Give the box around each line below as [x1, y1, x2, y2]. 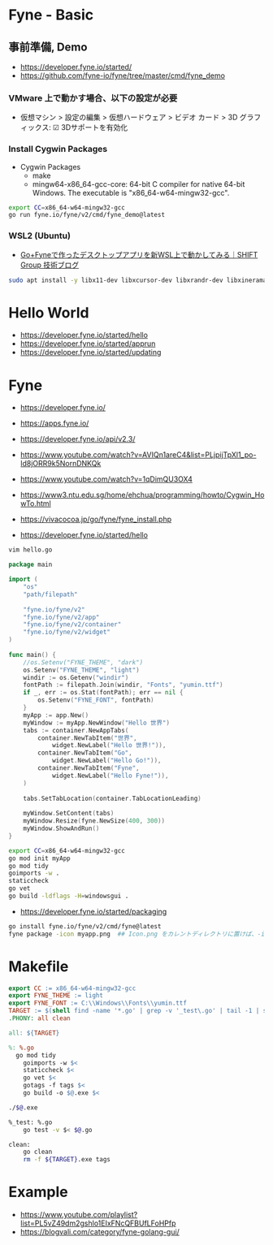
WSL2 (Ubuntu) [8, 230, 71, 241]
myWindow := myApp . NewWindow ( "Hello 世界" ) [23, 719, 171, 727]
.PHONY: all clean [8, 1014, 71, 1022]
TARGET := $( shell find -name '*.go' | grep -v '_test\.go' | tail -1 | [8, 1007, 260, 1015]
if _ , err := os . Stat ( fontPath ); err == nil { [23, 689, 184, 697]
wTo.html [19, 499, 51, 508]
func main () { [8, 651, 57, 659]
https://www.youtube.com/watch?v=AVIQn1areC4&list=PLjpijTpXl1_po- [19, 450, 257, 460]
